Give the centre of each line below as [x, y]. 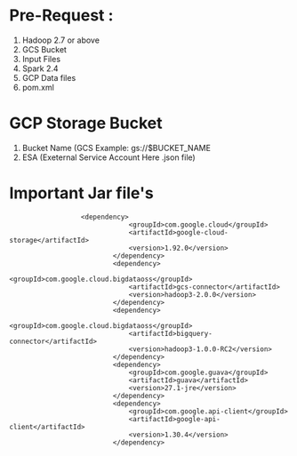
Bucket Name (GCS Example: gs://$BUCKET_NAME [116, 148]
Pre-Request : [61, 16]
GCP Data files [49, 77]
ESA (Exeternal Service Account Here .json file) [108, 157]
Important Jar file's [81, 193]
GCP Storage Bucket [86, 123]
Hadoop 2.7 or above [61, 40]
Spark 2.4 [40, 68]
